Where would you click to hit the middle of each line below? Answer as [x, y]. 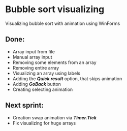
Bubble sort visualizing [55, 9]
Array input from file [34, 51]
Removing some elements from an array [54, 62]
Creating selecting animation [43, 89]
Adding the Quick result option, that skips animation [67, 78]
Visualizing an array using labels [46, 73]
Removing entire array [36, 68]
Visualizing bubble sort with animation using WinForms [63, 23]
